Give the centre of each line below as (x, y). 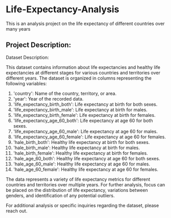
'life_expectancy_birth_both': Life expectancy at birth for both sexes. (85, 104)
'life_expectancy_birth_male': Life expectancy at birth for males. (80, 110)
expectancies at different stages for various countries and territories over (83, 72)
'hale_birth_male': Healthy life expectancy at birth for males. (77, 148)
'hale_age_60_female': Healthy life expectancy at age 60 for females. (85, 169)
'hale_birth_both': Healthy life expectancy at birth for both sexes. (81, 142)
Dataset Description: (27, 57)
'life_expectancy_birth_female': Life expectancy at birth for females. (84, 115)
